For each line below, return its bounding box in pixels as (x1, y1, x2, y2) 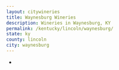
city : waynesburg (6, 42, 50, 48)
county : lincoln (6, 36, 47, 42)
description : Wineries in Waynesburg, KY (6, 20, 111, 26)
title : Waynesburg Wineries (6, 14, 77, 20)
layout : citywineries (6, 8, 60, 15)
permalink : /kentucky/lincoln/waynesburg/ (6, 25, 114, 32)
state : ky (6, 31, 31, 37)
